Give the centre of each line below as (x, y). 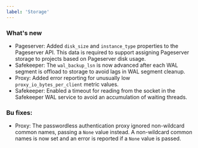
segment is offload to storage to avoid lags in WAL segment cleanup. (100, 71)
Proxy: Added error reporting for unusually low (72, 78)
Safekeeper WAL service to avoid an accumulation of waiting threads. (101, 97)
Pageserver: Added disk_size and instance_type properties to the (97, 46)
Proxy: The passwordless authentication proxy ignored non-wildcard (100, 126)
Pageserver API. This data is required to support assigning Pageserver (102, 52)
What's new (24, 32)
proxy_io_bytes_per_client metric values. (67, 84)
